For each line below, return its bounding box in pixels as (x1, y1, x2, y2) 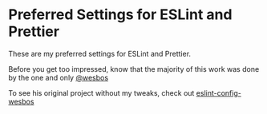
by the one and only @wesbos (8, 73, 109, 82)
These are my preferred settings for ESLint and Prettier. (8, 49, 191, 58)
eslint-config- (196, 88, 242, 97)
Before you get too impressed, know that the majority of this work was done (8, 64, 260, 73)
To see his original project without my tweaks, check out (8, 88, 195, 97)
